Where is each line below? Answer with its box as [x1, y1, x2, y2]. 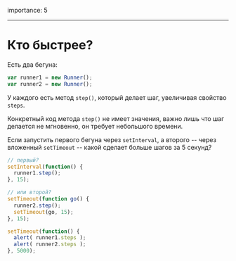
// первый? [7, 156, 39, 164]
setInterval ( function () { [7, 163, 83, 170]
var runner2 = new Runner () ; [7, 80, 93, 87]
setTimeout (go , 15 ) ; [13, 208, 74, 215]
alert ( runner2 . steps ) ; [13, 241, 86, 248]
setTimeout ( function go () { [7, 196, 90, 203]
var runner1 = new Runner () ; [7, 74, 93, 81]
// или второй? [7, 189, 52, 196]
